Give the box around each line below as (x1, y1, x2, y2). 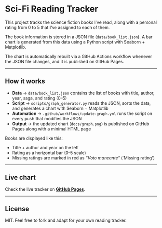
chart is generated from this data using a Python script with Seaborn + (5, 39, 145, 44)
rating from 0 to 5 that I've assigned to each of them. (5, 24, 110, 30)
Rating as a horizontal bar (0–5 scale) (12, 150, 86, 156)
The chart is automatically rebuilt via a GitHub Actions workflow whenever (5, 53, 152, 59)
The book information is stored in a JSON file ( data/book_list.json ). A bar (5, 34, 153, 40)
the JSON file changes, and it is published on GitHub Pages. (5, 58, 124, 64)
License (5, 204, 29, 213)
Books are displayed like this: (5, 135, 63, 141)
